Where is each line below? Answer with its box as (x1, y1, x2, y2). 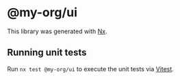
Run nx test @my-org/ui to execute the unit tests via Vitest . (7, 64, 175, 73)
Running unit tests (7, 47, 87, 58)
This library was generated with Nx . (7, 27, 107, 35)
